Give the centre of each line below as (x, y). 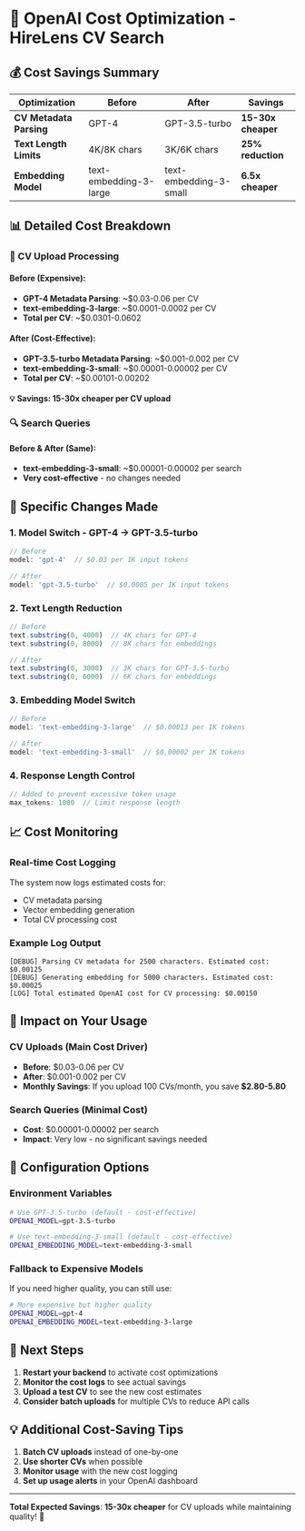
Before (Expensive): (48, 278)
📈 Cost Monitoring (64, 832)
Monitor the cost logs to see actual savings (104, 1382)
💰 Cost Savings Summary (84, 72)
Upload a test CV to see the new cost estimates (112, 1391)
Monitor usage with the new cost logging (100, 1471)
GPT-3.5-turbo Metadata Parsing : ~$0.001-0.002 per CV (131, 359)
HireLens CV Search (87, 38)
